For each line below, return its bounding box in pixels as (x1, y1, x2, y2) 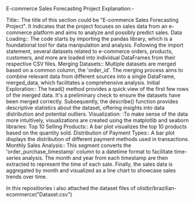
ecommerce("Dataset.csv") (6, 191, 72, 198)
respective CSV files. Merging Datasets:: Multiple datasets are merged (6, 60, 176, 67)
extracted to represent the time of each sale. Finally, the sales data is (6, 161, 173, 168)
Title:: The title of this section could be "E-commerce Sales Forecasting (6, 17, 179, 23)
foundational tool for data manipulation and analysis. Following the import (6, 41, 184, 48)
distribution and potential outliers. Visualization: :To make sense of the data (6, 110, 188, 117)
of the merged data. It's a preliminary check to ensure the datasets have (6, 91, 181, 99)
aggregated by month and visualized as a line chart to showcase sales (6, 167, 176, 173)
